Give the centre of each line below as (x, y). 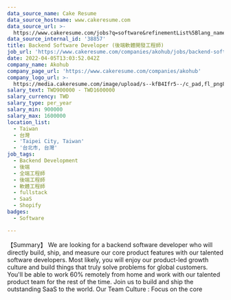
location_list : (29, 122)
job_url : (20, 52)
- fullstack (31, 193)
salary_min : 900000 (35, 109)
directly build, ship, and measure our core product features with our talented (115, 253)
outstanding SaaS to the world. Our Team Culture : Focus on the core (105, 289)
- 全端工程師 (30, 173)
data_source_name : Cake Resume (52, 13)
